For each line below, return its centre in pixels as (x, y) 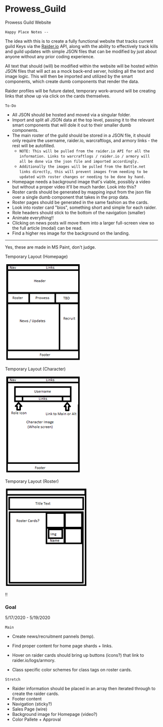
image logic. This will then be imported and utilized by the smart (69, 76)
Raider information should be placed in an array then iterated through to (84, 689)
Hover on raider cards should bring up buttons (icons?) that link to (78, 655)
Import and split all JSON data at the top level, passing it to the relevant (83, 120)
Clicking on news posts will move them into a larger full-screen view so (83, 223)
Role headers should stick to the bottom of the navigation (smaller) (79, 212)
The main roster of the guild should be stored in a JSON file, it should (81, 135)
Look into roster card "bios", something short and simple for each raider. (84, 207)
